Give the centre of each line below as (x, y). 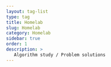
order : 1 (17, 44)
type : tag (18, 17)
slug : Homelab (23, 28)
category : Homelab (28, 33)
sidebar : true (23, 38)
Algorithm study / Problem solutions (60, 55)
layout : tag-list (27, 11)
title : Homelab (25, 22)
